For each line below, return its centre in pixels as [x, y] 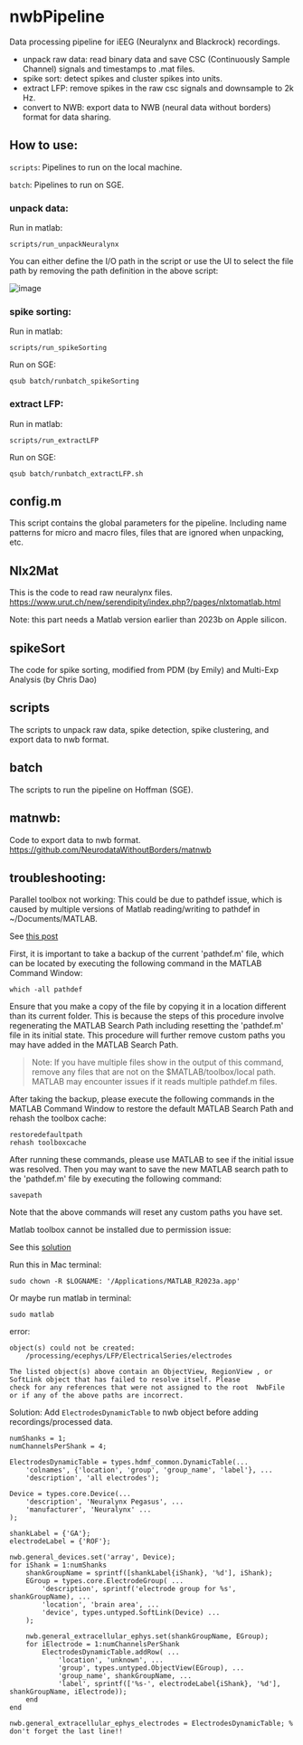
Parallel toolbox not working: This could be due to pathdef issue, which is [146, 900]
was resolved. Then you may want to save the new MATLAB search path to [149, 1170]
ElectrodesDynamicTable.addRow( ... [111, 1653]
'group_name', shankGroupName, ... [125, 1676]
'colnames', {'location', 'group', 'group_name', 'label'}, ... [149, 1470]
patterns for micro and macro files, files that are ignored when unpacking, [147, 533]
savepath [26, 1196]
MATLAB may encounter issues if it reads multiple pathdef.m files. [154, 1082]
